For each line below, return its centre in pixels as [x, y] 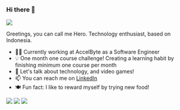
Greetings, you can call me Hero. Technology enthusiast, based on [88, 34]
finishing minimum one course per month [66, 65]
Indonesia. [19, 40]
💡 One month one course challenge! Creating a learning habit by [94, 58]
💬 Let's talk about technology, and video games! [74, 72]
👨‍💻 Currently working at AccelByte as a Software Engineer [87, 52]
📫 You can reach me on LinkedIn [56, 78]
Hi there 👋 [21, 10]
